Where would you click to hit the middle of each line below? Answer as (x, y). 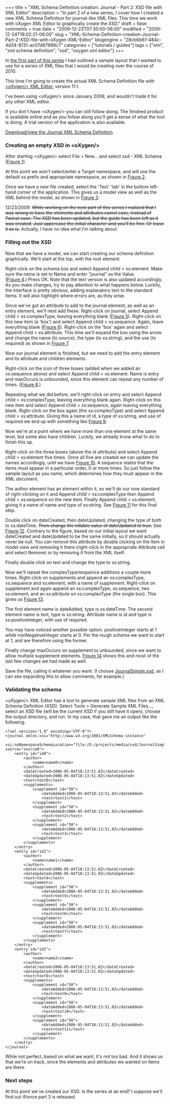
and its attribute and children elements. (46, 358)
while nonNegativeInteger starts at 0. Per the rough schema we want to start (85, 635)
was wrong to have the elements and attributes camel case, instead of (78, 213)
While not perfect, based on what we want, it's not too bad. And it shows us (84, 1056)
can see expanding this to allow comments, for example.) (65, 676)
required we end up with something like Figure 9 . (56, 421)
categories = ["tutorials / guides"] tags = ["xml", (114, 45)
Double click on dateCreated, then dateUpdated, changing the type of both (83, 520)
